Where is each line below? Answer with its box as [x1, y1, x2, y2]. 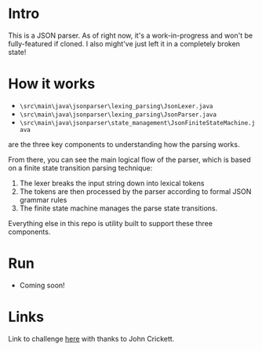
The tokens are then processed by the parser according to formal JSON [19, 186, 252, 196]
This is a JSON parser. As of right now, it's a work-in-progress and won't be [8, 31, 253, 40]
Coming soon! [19, 280, 65, 290]
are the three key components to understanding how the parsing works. [8, 139, 240, 149]
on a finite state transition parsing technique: [8, 163, 153, 173]
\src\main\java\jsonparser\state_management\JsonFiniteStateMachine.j [19, 119, 256, 126]
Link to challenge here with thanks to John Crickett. [8, 334, 175, 343]
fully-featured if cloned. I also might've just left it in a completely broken [8, 38, 241, 48]
